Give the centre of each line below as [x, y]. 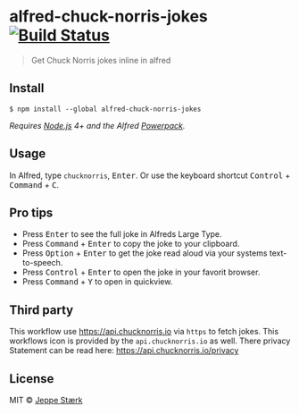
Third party [42, 310]
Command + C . [34, 184]
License [32, 379]
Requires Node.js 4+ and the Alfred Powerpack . [97, 125]
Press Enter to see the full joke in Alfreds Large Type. [122, 234]
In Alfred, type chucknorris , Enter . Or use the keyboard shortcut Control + [150, 175]
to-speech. [42, 263]
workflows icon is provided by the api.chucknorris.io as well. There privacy [150, 341]
